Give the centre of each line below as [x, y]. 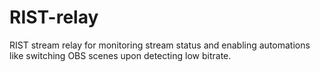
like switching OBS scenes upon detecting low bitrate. [120, 55]
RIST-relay [54, 17]
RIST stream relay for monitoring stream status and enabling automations [160, 45]
